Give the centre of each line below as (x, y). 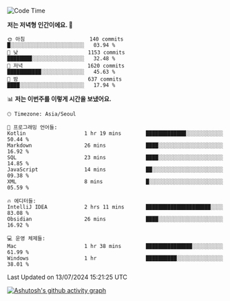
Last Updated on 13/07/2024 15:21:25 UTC (67, 277)
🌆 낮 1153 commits (66, 52)
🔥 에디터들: (22, 201)
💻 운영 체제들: (27, 238)
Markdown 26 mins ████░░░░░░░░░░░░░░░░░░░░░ (115, 145)
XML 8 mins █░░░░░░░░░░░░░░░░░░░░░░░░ (115, 182)
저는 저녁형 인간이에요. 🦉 (40, 25)
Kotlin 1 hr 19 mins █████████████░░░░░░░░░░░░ (115, 134)
